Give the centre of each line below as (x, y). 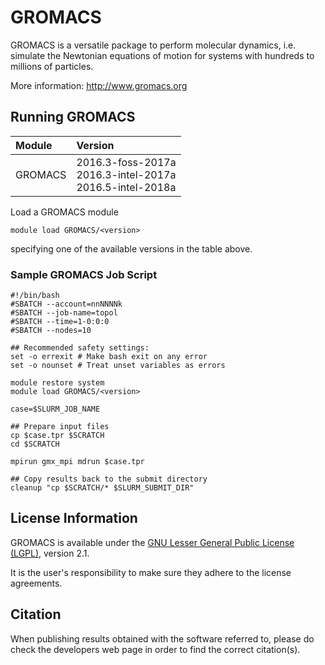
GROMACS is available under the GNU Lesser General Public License (152, 542)
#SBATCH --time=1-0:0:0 (60, 322)
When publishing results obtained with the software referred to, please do (162, 638)
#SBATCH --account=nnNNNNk (66, 304)
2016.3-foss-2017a (126, 162)
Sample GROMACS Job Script (84, 274)
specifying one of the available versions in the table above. (131, 248)
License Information (74, 518)
